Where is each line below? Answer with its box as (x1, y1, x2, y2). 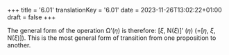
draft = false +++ (7, 13, 56, 21)
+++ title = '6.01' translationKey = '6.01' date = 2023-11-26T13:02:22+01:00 (7, 6, 222, 14)
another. (7, 41, 31, 49)
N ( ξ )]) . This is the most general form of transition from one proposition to (7, 34, 217, 42)
